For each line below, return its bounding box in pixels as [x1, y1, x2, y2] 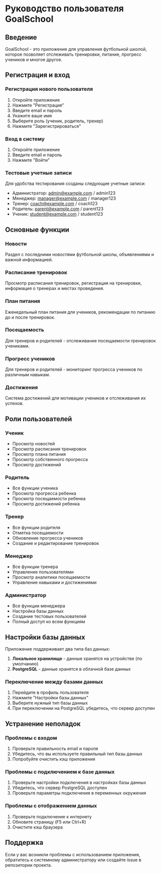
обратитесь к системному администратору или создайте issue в [5, 857, 142, 863]
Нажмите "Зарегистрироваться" [12, 123, 81, 129]
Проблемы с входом [5, 734, 58, 741]
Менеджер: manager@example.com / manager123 [12, 195, 116, 201]
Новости [5, 240, 27, 247]
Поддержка [5, 838, 43, 847]
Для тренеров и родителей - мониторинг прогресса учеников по [5, 366, 143, 372]
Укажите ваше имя [12, 112, 52, 118]
